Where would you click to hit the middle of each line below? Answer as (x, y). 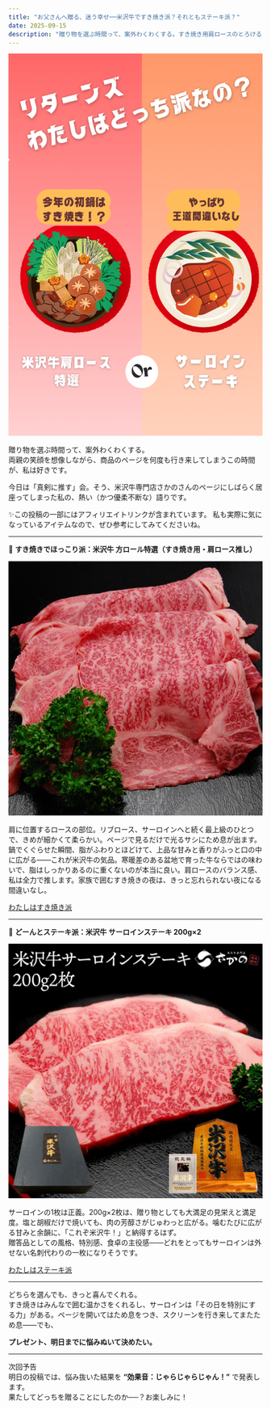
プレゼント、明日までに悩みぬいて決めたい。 (83, 1342)
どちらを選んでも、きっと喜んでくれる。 (75, 1295)
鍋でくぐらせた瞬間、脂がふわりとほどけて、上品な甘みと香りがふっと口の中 (135, 850)
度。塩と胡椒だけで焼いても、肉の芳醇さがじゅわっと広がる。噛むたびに (128, 1222)
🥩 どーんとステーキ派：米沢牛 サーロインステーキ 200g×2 (105, 932)
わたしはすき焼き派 (40, 907)
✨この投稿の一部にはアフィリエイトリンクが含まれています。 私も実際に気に (135, 515)
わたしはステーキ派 (40, 1270)
